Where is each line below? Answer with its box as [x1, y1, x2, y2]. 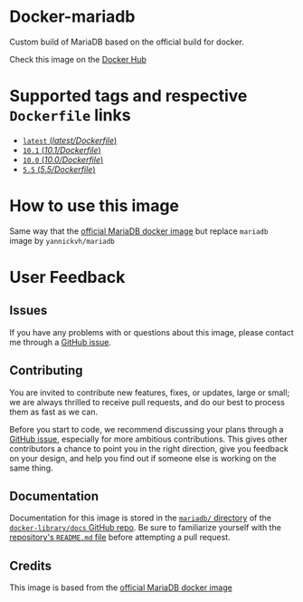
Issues [9, 303, 48, 318]
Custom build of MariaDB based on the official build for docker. [9, 36, 244, 47]
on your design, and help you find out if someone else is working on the [9, 452, 277, 463]
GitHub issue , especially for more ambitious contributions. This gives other [9, 433, 288, 444]
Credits [9, 558, 52, 573]
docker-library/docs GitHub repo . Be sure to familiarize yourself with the [9, 522, 282, 533]
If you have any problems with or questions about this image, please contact [9, 326, 294, 337]
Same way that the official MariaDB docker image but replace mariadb [9, 225, 269, 237]
